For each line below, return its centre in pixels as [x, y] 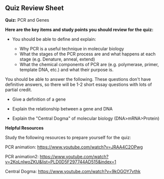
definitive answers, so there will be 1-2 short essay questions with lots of [79, 84]
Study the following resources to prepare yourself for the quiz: [68, 137]
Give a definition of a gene [39, 99]
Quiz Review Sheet [34, 8]
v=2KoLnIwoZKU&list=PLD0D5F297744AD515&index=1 [61, 162]
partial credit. [18, 89]
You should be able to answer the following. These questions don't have [78, 79]
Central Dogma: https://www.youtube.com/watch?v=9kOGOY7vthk [73, 171]
